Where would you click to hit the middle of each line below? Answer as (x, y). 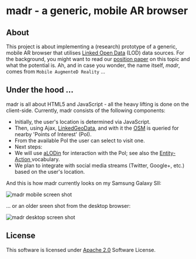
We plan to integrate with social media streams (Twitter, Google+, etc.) (99, 165)
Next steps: (28, 147)
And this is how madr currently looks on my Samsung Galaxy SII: (84, 183)
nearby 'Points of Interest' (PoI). (53, 134)
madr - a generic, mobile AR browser (97, 11)
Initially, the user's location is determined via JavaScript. (82, 122)
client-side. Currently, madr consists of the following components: (86, 110)
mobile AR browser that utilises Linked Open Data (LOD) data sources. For (95, 53)
